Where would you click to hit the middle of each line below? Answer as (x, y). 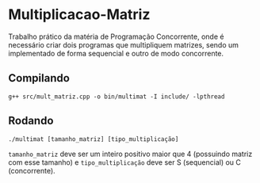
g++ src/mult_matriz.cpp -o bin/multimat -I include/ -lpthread (117, 97)
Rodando (31, 121)
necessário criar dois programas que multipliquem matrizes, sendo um (124, 44)
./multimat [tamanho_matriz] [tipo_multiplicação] (94, 139)
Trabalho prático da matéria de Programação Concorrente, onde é (116, 36)
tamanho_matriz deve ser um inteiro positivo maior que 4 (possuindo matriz (130, 154)
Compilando (39, 78)
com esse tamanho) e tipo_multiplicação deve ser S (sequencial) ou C (125, 162)
